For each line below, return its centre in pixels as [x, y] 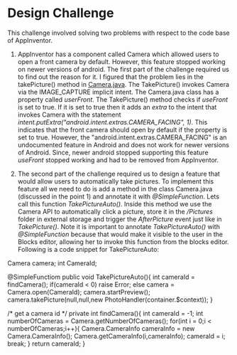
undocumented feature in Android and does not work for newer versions [123, 144]
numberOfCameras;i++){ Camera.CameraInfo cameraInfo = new [101, 328]
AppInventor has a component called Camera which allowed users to [118, 54]
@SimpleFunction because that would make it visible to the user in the [120, 234]
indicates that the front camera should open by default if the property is [122, 129]
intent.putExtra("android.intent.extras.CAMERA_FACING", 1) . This [112, 122]
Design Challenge [61, 13]
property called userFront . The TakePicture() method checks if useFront [123, 99]
